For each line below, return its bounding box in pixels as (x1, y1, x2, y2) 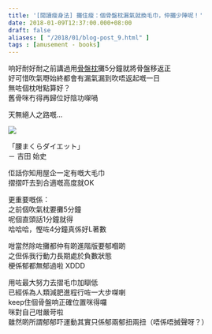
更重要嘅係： (8, 195, 50, 205)
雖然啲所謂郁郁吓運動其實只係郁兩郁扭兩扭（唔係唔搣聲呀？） (8, 317, 209, 327)
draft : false (8, 26, 51, 34)
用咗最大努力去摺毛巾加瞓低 (8, 278, 99, 287)
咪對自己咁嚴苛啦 (8, 307, 64, 317)
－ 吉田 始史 (8, 152, 47, 161)
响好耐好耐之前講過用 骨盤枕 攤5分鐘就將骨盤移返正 (8, 64, 172, 73)
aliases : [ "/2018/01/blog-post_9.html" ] (8, 33, 150, 42)
